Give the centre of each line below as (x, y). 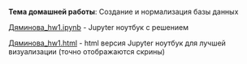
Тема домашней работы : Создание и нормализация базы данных (123, 12)
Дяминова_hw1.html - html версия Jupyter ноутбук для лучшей (117, 43)
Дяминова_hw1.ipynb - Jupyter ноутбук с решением (99, 27)
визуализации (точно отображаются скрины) (87, 51)
